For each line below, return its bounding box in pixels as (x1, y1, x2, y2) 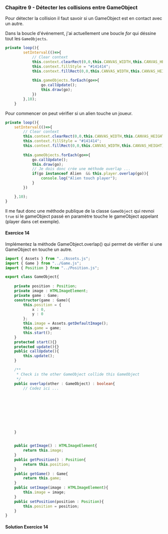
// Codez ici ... (23, 386, 59, 391)
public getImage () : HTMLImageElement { (14, 443, 97, 448)
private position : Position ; (14, 284, 77, 289)
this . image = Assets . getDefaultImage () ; (23, 321, 108, 326)
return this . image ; (23, 448, 64, 453)
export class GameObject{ (5, 274, 59, 279)
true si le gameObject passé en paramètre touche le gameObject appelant (5, 213, 158, 219)
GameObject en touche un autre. (5, 246, 72, 252)
